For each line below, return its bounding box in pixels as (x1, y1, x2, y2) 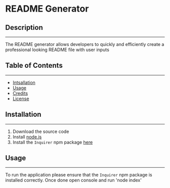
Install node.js (12, 133, 42, 139)
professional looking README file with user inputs (5, 46, 110, 53)
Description (5, 23, 43, 32)
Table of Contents (5, 61, 63, 70)
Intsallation (12, 79, 35, 85)
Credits (12, 90, 28, 96)
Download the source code (12, 128, 69, 134)
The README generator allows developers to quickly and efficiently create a (5, 41, 164, 47)
